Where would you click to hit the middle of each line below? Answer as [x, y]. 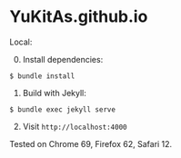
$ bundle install [42, 76]
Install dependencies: [63, 59]
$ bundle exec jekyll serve [63, 109]
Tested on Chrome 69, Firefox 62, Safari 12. [91, 143]
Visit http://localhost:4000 [75, 126]
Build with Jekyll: [54, 93]
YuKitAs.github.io [79, 17]
